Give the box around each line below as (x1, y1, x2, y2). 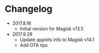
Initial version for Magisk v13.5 (19, 25, 84, 31)
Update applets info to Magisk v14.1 (19, 37, 94, 43)
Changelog (5, 3, 53, 15)
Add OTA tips (19, 42, 48, 48)
